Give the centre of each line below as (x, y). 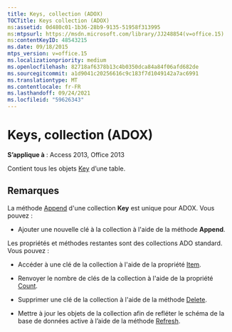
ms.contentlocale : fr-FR (44, 87)
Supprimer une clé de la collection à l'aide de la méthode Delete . (112, 299)
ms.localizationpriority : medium (57, 60)
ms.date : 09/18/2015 (38, 47)
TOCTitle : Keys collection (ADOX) (59, 21)
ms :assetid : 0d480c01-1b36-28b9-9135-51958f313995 (84, 27)
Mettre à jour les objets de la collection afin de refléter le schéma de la (121, 313)
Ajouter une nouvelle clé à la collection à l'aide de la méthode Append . (121, 229)
